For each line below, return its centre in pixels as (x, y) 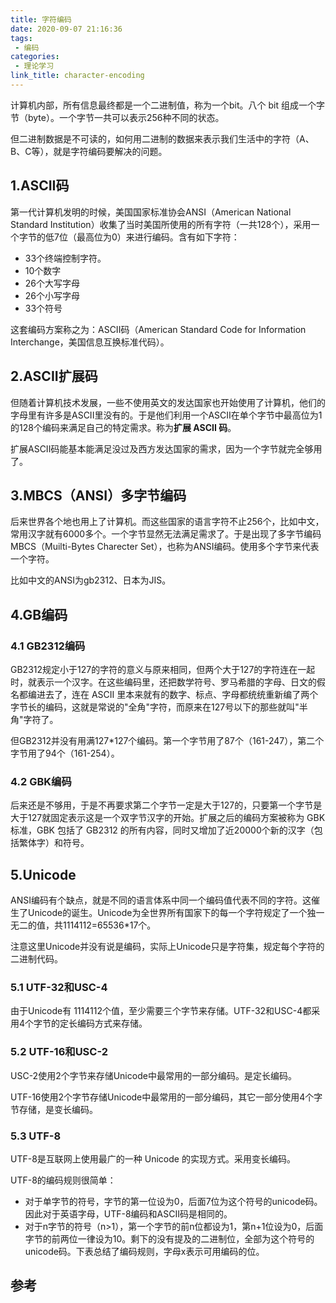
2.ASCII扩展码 (54, 376)
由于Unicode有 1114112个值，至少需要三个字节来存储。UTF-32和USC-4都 (161, 1011)
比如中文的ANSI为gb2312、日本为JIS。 (91, 580)
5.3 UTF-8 (36, 1136)
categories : (35, 57)
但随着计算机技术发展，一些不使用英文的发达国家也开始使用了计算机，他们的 (168, 402)
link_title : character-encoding (77, 76)
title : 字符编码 (41, 19)
